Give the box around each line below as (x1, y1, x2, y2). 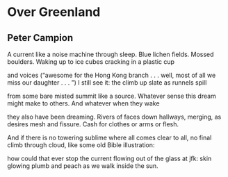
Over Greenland (7, 4, 101, 20)
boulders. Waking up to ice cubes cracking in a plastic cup (7, 58, 175, 66)
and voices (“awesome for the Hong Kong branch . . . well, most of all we (7, 71, 216, 79)
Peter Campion (7, 32, 74, 44)
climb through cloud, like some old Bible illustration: (7, 141, 155, 149)
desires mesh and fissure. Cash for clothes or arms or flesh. (7, 120, 179, 128)
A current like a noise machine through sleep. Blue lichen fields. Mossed (7, 50, 214, 58)
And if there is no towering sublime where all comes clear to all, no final (7, 133, 212, 142)
